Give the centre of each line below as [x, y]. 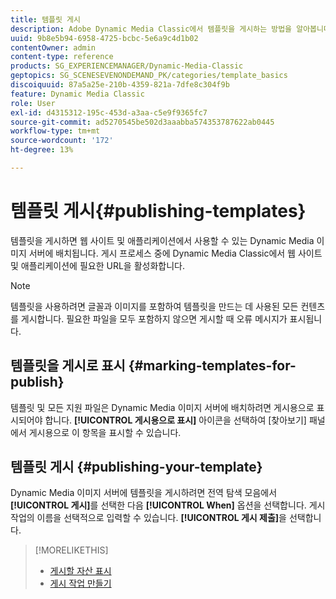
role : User [33, 103]
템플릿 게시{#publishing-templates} [158, 211]
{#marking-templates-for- [212, 366]
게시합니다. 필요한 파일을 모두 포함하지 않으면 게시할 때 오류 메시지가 [154, 318]
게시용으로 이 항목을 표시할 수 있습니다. [105, 432]
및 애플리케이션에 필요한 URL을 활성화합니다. [97, 265]
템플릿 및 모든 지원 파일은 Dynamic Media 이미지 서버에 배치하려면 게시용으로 [162, 407]
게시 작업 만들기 [80, 583]
